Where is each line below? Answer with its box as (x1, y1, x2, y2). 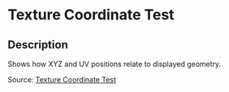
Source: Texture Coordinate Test (7, 75, 117, 84)
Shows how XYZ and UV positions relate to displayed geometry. (7, 59, 222, 69)
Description (7, 38, 68, 52)
